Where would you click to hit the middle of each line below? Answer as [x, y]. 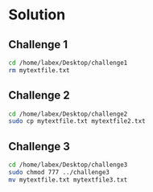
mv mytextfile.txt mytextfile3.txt [68, 180]
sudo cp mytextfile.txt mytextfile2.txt [77, 121]
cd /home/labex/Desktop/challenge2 [68, 114]
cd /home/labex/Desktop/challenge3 [68, 165]
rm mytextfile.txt [39, 70]
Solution [37, 15]
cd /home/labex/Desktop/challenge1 [68, 63]
